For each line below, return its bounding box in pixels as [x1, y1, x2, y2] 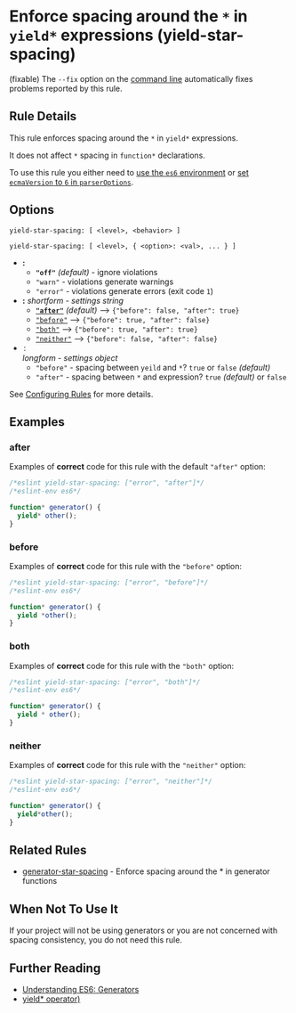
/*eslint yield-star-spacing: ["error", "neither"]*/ [9, 777, 213, 786]
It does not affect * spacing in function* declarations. [9, 150, 206, 160]
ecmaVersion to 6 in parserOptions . [9, 176, 134, 187]
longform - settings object [21, 352, 118, 363]
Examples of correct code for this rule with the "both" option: [9, 660, 234, 671]
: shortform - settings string [21, 295, 124, 306]
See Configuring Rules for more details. [9, 388, 154, 399]
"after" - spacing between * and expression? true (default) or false [35, 372, 287, 382]
